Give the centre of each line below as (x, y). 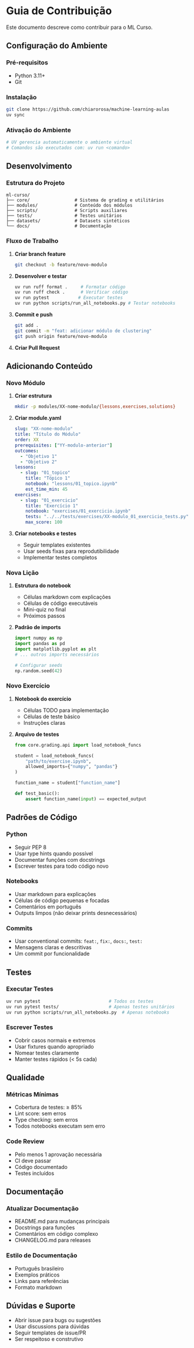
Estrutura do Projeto (36, 183)
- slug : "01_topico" (45, 473)
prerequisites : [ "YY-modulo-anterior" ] (63, 445)
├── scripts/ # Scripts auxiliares (67, 211)
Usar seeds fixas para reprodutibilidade (71, 551)
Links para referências (42, 1281)
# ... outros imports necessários (57, 655)
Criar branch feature (40, 254)
